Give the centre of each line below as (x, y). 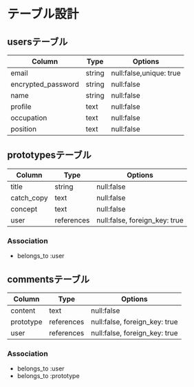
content (23, 311)
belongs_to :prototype (48, 376)
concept (24, 209)
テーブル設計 (43, 14)
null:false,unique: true (146, 73)
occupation (29, 118)
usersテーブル (37, 42)
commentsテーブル (48, 279)
